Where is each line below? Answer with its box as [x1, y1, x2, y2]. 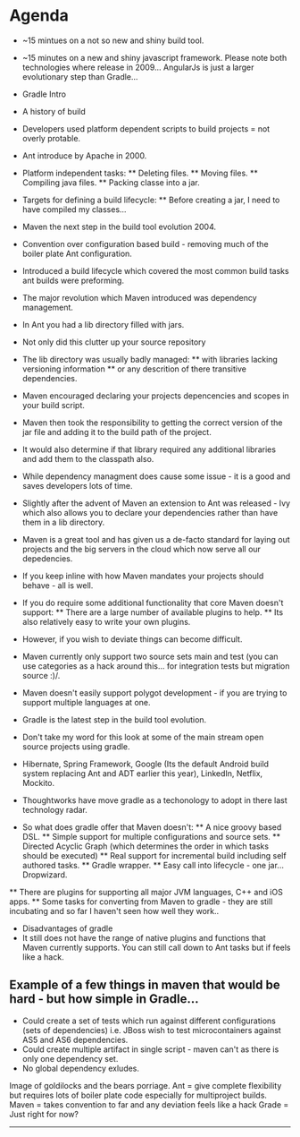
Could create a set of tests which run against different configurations [21, 1015, 277, 1026]
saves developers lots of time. [21, 480, 133, 491]
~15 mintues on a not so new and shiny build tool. [21, 35, 204, 46]
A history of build [21, 106, 87, 116]
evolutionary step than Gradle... [21, 71, 138, 81]
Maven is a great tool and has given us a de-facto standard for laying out [21, 534, 290, 544]
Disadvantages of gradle [21, 923, 113, 934]
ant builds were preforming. [21, 275, 125, 286]
